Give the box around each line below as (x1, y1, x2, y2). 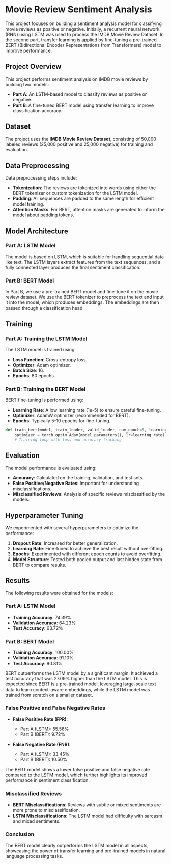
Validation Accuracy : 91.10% (12, 655, 74, 661)
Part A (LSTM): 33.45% (20, 751, 70, 757)
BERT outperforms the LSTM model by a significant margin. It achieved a (5, 670, 158, 676)
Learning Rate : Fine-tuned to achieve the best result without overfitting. (12, 545, 164, 551)
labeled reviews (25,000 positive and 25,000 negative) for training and (5, 141, 153, 147)
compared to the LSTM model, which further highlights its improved (5, 772, 148, 778)
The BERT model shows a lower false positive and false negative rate (5, 767, 150, 773)
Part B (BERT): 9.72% (20, 731, 65, 738)
